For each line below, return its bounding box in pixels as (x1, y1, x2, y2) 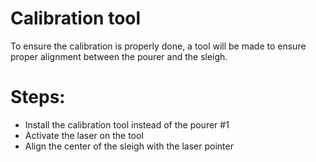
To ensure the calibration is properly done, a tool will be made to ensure (10, 40, 307, 52)
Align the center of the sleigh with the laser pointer (24, 140, 234, 152)
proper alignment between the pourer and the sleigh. (10, 50, 228, 62)
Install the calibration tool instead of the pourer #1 (24, 118, 230, 131)
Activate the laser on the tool (24, 129, 144, 141)
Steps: (10, 86, 66, 109)
